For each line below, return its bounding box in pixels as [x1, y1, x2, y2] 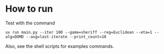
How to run [5, 3, 53, 15]
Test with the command [5, 20, 55, 26]
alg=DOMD [5, 34, 24, 39]
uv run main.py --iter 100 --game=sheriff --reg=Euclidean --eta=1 [5, 30, 153, 35]
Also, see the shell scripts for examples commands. [5, 43, 114, 49]
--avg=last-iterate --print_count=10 [26, 34, 107, 39]
